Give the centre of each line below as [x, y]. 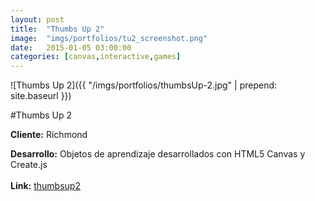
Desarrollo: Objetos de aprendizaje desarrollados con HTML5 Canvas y [158, 154]
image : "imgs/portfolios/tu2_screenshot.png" [109, 38]
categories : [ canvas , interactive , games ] [96, 57]
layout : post [37, 19]
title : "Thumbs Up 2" [57, 29]
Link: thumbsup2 [45, 186]
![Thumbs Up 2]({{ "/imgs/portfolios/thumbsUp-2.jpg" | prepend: [144, 85]
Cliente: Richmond [49, 135]
